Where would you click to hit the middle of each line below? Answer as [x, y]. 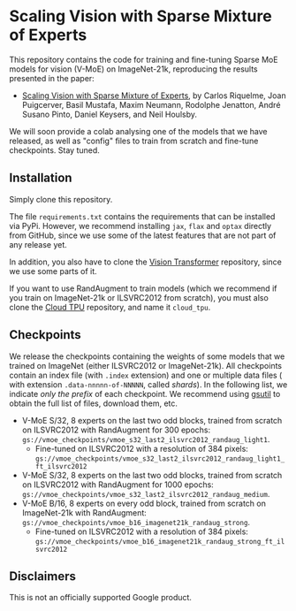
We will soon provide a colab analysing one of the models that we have [138, 131]
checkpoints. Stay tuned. [54, 150]
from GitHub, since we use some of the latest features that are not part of [143, 235]
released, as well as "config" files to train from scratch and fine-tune [134, 141]
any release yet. [38, 244]
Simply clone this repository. [61, 199]
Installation [41, 178]
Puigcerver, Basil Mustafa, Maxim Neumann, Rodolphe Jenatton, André [151, 104]
